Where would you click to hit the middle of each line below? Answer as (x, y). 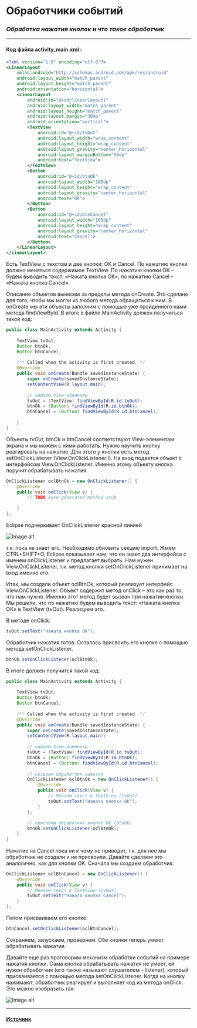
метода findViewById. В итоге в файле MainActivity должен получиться (95, 313)
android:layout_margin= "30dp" (64, 116)
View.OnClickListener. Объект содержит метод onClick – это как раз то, (95, 590)
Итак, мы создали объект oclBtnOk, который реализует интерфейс (89, 584)
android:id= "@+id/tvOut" (68, 133)
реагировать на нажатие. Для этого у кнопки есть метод (78, 452)
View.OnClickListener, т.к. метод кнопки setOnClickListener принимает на (97, 566)
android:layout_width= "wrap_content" (84, 138)
